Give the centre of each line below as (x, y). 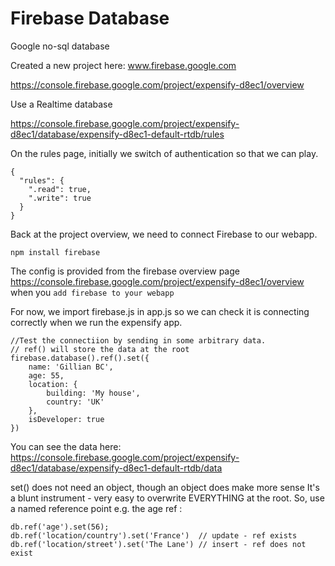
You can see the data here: (66, 446)
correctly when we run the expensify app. (96, 322)
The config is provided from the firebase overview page (125, 271)
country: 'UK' (75, 402)
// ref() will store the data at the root (100, 349)
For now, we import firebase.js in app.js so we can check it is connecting (160, 311)
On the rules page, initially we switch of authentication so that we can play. (164, 153)
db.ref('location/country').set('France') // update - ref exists (154, 535)
